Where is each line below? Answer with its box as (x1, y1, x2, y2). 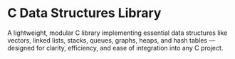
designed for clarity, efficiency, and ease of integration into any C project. (7, 43, 224, 52)
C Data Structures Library (7, 5, 162, 21)
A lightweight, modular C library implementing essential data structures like (7, 28, 228, 37)
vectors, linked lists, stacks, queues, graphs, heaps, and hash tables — (7, 36, 216, 44)
